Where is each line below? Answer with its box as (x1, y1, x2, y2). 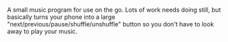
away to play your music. (7, 27, 77, 35)
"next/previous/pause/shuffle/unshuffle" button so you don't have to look (7, 20, 214, 28)
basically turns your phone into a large (7, 13, 116, 21)
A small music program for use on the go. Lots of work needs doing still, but (7, 6, 221, 14)
